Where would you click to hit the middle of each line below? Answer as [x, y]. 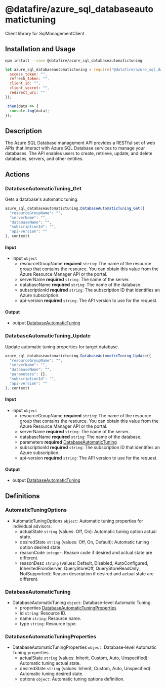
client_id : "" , [25, 83]
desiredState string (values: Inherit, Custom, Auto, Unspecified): [85, 669]
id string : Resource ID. [43, 613]
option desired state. [41, 547]
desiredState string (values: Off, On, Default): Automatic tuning [84, 542]
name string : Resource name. [50, 618]
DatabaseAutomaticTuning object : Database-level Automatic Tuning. [82, 603]
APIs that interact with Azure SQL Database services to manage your [75, 148]
